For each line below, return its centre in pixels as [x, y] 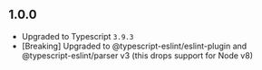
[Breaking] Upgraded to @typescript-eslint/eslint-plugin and [134, 46]
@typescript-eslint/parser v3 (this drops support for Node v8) [137, 55]
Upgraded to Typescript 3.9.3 [78, 36]
